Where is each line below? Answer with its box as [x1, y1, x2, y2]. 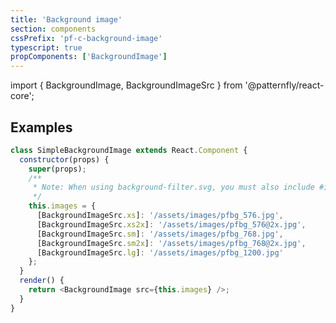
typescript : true [10, 42, 83, 53]
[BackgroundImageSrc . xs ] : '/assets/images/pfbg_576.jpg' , [36, 211, 284, 221]
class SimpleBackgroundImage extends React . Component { [10, 145, 248, 155]
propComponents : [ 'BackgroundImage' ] [10, 52, 168, 62]
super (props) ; [28, 164, 87, 174]
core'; [10, 90, 35, 102]
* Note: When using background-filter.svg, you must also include [32, 182, 315, 193]
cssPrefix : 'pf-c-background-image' [10, 33, 163, 43]
